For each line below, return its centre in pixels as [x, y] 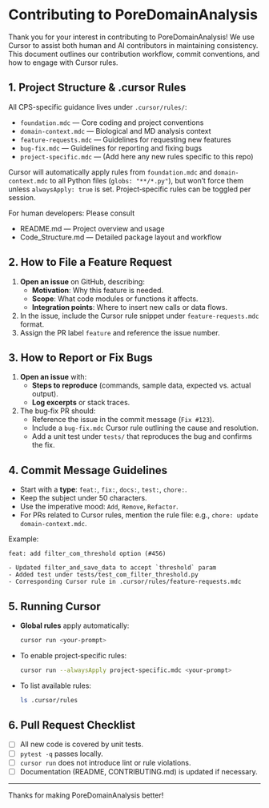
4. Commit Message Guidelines [88, 470]
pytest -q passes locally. [61, 754]
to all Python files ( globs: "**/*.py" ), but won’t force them [147, 180]
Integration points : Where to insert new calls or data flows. [130, 307]
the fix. [43, 445]
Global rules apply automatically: [74, 625]
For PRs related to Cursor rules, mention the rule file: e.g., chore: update [139, 515]
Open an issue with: [53, 377]
